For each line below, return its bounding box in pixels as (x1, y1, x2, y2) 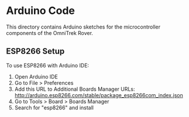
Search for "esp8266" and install (14, 104, 94, 111)
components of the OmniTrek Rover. (6, 29, 94, 36)
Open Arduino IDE (14, 73, 59, 80)
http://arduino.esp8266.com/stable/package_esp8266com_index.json (14, 91, 183, 98)
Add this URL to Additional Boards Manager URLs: (14, 86, 136, 93)
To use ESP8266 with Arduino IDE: (6, 62, 90, 69)
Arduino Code (6, 4, 75, 17)
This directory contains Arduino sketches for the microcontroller (6, 23, 161, 30)
